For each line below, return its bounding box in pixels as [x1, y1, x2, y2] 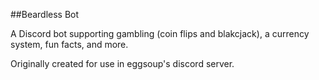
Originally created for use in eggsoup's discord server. [10, 58, 235, 69]
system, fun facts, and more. [10, 39, 129, 50]
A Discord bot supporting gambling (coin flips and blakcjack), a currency [10, 28, 310, 39]
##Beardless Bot [10, 9, 80, 20]
